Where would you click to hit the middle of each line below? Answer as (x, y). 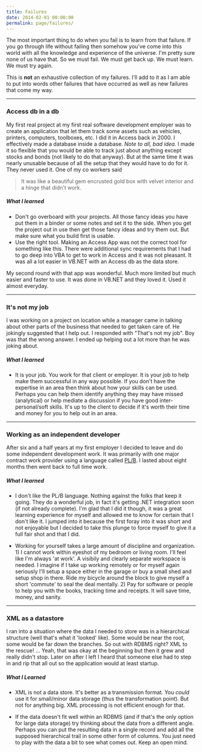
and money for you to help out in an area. (66, 413)
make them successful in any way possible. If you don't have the (95, 381)
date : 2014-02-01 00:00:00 (40, 17)
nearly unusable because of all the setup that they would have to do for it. (98, 163)
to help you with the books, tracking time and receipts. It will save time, (103, 591)
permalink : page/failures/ (40, 23)
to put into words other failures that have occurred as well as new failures (97, 84)
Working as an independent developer (63, 434)
